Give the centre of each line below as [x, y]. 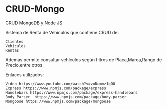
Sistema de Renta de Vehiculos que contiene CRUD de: [62, 32]
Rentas [12, 50]
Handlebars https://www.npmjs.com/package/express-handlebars [71, 93]
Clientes [14, 41]
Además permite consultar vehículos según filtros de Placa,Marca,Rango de [84, 60]
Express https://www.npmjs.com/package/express [56, 88]
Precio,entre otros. [24, 65]
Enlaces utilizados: [25, 75]
